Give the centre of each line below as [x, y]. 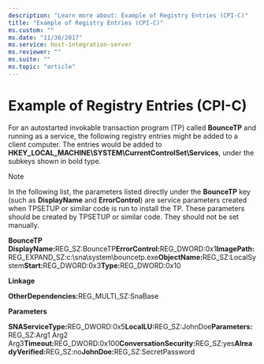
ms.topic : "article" [42, 67]
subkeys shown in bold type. [55, 161]
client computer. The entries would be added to [85, 144]
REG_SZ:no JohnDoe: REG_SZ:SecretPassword [121, 351]
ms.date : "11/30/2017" [45, 37]
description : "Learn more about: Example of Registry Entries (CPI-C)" [128, 15]
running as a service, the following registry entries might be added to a [123, 136]
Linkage [22, 280]
